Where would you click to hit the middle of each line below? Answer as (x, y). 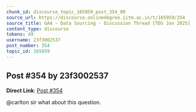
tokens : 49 (20, 35)
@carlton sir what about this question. (54, 102)
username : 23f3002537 (34, 40)
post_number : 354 (28, 46)
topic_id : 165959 (28, 51)
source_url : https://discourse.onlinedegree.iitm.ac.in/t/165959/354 (96, 18)
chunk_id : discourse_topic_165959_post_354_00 (66, 12)
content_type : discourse (38, 29)
